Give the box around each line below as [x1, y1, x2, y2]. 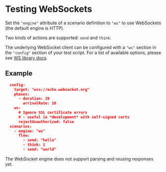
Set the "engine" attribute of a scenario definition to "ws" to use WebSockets [5, 20, 162, 26]
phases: [14, 92, 30, 97]
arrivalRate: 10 [23, 101, 56, 106]
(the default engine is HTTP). [5, 25, 64, 31]
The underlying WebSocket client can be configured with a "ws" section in [5, 44, 157, 50]
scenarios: [9, 124, 32, 129]
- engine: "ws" [14, 128, 46, 133]
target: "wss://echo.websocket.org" [14, 87, 90, 92]
